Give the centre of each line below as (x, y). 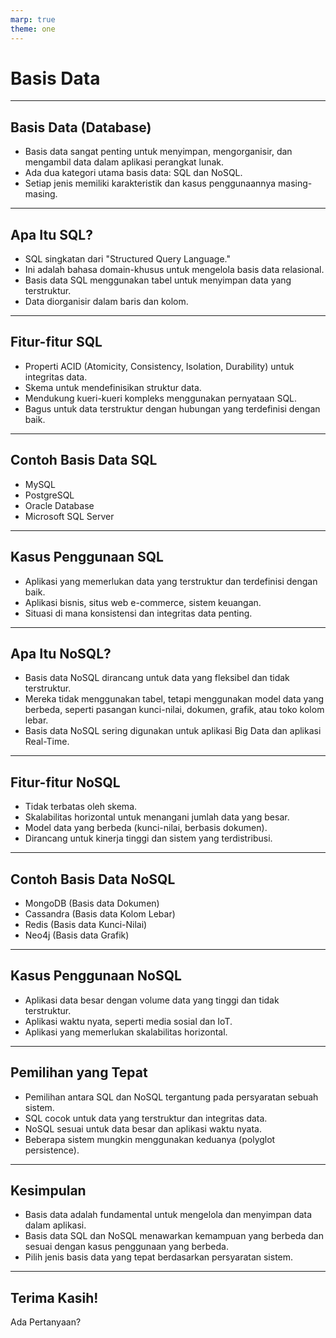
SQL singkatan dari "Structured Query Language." (127, 259)
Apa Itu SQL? (51, 234)
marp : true (33, 19)
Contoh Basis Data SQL (84, 460)
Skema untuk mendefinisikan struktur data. (113, 387)
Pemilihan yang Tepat (79, 1072)
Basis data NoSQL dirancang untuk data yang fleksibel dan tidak (157, 678)
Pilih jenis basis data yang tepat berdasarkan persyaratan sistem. (159, 1257)
